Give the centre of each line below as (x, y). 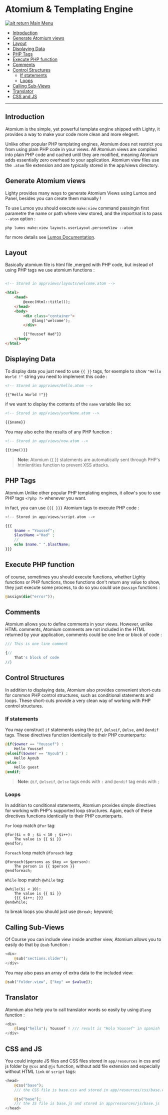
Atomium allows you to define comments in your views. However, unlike (79, 624)
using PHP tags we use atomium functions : (50, 270)
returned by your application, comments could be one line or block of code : (83, 635)
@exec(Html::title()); (47, 302)
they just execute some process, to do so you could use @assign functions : (83, 587)
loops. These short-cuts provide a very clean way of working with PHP (78, 700)
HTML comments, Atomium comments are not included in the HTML (75, 629)
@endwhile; (16, 902)
